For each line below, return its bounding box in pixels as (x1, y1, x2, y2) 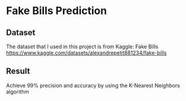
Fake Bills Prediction (6, 4, 107, 18)
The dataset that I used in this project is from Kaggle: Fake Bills (6, 43, 158, 50)
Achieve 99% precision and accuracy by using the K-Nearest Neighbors (6, 82, 180, 89)
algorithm (6, 88, 29, 95)
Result (6, 66, 31, 76)
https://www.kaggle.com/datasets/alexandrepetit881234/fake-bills (6, 49, 167, 56)
